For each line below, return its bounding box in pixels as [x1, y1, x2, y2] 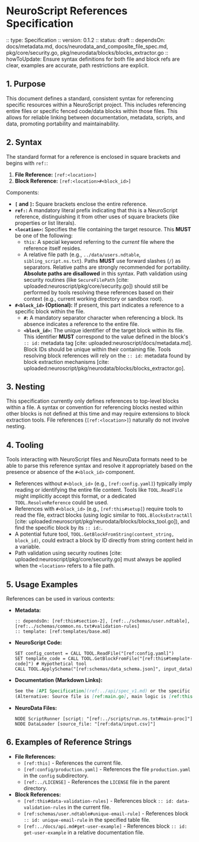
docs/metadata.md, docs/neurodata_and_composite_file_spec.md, [6, 43, 169, 50]
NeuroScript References [6, 4, 128, 18]
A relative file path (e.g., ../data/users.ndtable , [23, 251, 141, 258]
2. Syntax [6, 137, 43, 147]
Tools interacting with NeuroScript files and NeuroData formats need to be [6, 456, 188, 463]
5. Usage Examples [6, 579, 78, 589]
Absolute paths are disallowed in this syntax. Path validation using [23, 269, 188, 277]
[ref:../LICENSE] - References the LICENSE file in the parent [23, 778, 170, 786]
